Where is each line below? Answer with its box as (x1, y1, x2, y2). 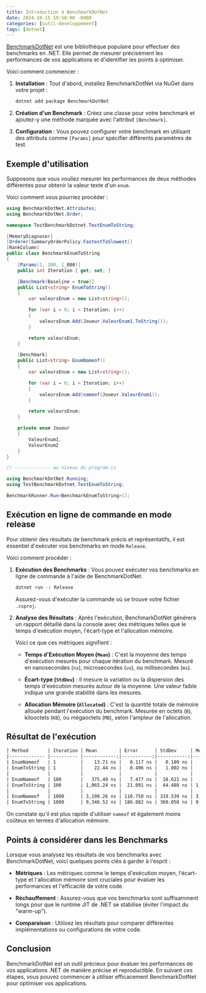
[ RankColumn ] (6, 245, 40, 251)
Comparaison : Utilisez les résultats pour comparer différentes (15, 919, 174, 927)
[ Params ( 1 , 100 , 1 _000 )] (17, 262, 81, 268)
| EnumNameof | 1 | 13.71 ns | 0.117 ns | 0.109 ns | (6, 759, 193, 766)
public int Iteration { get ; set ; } (17, 267, 112, 273)
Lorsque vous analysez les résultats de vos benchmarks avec (6, 851, 162, 858)
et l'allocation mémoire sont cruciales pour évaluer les (28, 876, 165, 883)
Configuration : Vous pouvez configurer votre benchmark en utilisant (15, 128, 191, 135)
